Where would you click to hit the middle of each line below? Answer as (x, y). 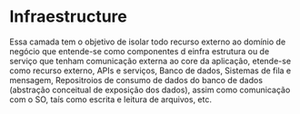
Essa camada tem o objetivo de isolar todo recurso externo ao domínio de (148, 42)
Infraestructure (68, 17)
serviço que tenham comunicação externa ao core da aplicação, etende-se (150, 61)
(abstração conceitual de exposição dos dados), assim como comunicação (150, 90)
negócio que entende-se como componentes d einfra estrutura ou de (140, 51)
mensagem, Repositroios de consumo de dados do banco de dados (136, 80)
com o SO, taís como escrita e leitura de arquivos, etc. (110, 99)
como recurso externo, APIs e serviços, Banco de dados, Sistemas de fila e (150, 71)
